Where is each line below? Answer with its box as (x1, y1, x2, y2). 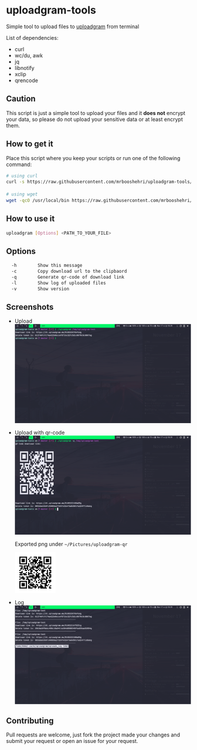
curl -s (6, 179, 25, 185)
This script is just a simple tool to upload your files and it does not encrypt (6, 109, 186, 116)
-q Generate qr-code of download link (11, 274, 125, 281)
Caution (6, 94, 36, 104)
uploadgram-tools (6, 4, 97, 17)
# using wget (6, 191, 38, 197)
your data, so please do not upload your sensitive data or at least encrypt (6, 116, 183, 123)
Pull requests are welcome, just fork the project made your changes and (6, 731, 181, 738)
